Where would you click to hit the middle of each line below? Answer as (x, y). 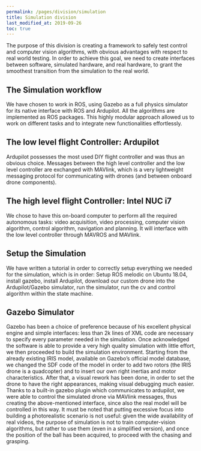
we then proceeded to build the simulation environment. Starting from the (97, 352)
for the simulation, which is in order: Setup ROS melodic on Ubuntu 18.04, (97, 274)
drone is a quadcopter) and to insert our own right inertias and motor (91, 371)
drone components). (31, 182)
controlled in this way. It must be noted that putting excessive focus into (95, 410)
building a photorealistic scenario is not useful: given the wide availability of (100, 416)
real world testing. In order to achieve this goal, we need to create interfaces (100, 58)
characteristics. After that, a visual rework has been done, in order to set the (100, 378)
